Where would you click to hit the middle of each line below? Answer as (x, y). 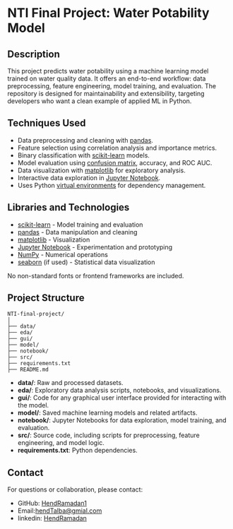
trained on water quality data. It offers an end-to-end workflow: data (107, 78)
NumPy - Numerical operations (62, 254)
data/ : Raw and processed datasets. (70, 383)
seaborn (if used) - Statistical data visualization (86, 262)
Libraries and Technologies (68, 207)
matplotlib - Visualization (54, 239)
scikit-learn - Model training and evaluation (80, 225)
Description (34, 54)
